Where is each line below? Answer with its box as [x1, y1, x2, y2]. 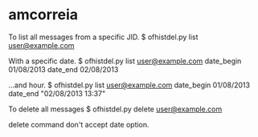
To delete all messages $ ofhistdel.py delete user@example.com [8, 104, 223, 114]
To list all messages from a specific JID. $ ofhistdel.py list [8, 32, 199, 42]
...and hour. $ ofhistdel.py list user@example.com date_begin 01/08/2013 [8, 80, 251, 90]
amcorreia [8, 6, 79, 24]
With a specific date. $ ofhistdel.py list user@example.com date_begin [8, 56, 242, 66]
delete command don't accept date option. [8, 119, 150, 129]
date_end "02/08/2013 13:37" [8, 88, 106, 98]
